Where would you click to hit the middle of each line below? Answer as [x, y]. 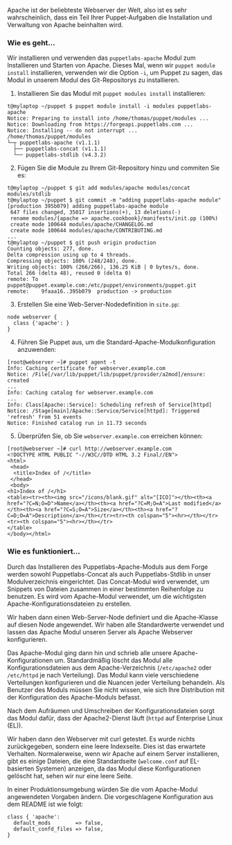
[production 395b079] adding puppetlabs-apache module [88, 207]
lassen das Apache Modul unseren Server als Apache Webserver [100, 631]
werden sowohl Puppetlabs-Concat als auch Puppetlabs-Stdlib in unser [109, 574]
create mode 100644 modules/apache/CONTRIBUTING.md [86, 231]
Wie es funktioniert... [44, 552]
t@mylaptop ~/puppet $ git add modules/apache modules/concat [99, 188]
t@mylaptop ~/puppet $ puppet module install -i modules [91, 106]
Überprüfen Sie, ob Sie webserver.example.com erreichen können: [110, 436]
